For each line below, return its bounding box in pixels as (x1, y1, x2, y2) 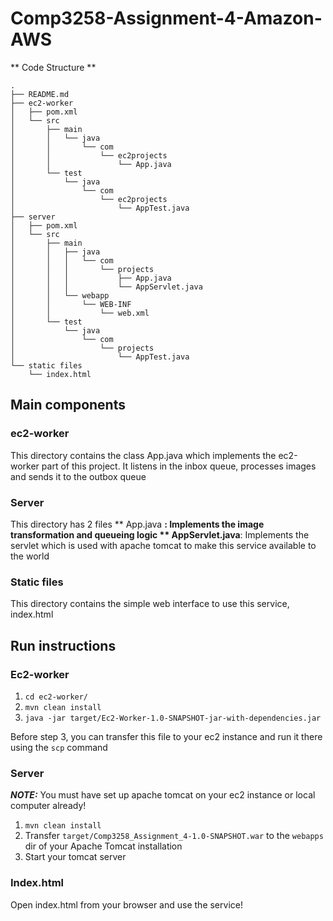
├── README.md (10, 89, 70, 99)
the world (10, 550, 50, 562)
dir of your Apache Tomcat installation (24, 840, 183, 852)
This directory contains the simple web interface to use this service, (10, 598, 290, 610)
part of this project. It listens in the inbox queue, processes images (41, 460, 317, 472)
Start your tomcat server (24, 851, 127, 863)
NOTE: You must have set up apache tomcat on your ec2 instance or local (10, 789, 316, 801)
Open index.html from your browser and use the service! (10, 898, 243, 911)
